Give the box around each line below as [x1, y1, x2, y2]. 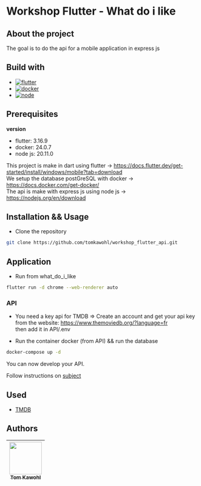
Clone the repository [15, 228, 67, 235]
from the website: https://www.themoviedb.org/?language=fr [15, 319, 168, 326]
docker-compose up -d [6, 349, 61, 356]
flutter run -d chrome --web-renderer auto [6, 284, 118, 291]
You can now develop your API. [6, 361, 85, 368]
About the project [6, 29, 75, 39]
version [6, 125, 26, 132]
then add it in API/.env [15, 326, 71, 333]
